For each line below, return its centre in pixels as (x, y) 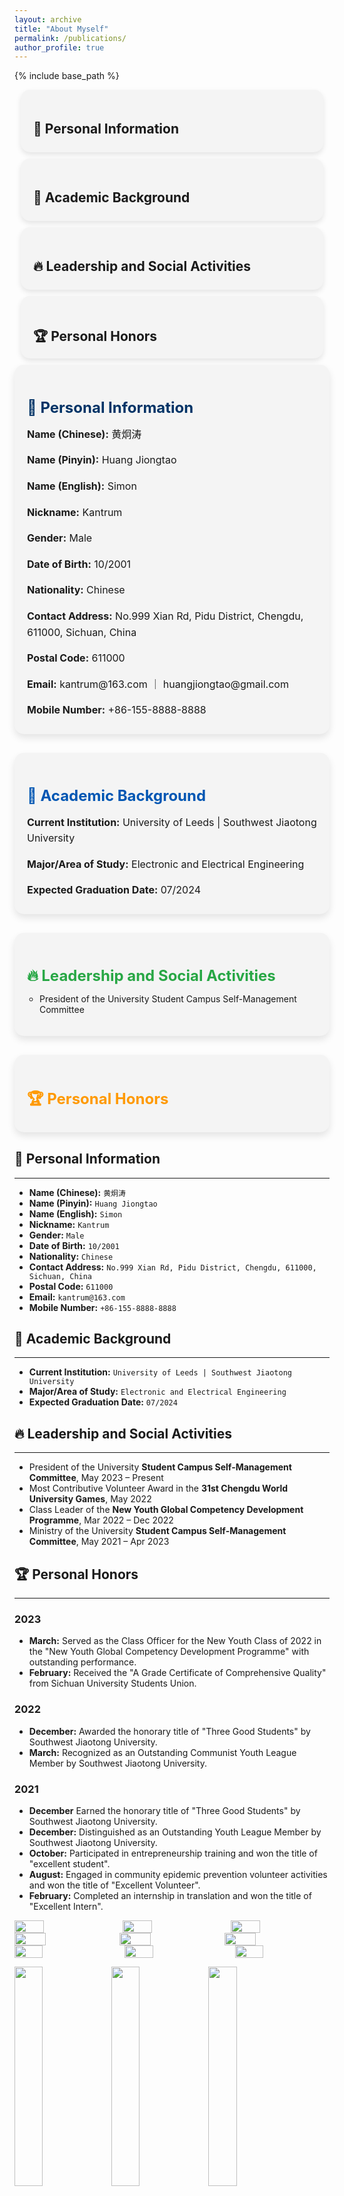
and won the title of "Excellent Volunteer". (114, 1885)
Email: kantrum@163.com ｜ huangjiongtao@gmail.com (158, 684)
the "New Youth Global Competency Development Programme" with (169, 1652)
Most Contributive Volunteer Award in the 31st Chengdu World (158, 1488)
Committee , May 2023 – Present (96, 1478)
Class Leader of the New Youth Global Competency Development (166, 1510)
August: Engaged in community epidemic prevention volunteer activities (178, 1874)
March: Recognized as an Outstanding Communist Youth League (162, 1752)
